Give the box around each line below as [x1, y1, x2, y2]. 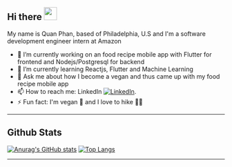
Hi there [7, 11, 43, 23]
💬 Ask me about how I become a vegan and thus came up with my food [17, 72, 220, 80]
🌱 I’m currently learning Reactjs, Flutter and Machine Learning [17, 65, 193, 73]
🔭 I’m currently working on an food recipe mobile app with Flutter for [17, 50, 212, 59]
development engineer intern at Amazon [7, 37, 122, 45]
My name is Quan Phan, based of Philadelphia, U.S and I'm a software [7, 29, 206, 38]
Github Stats [7, 127, 62, 139]
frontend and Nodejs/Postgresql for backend [17, 57, 145, 66]
